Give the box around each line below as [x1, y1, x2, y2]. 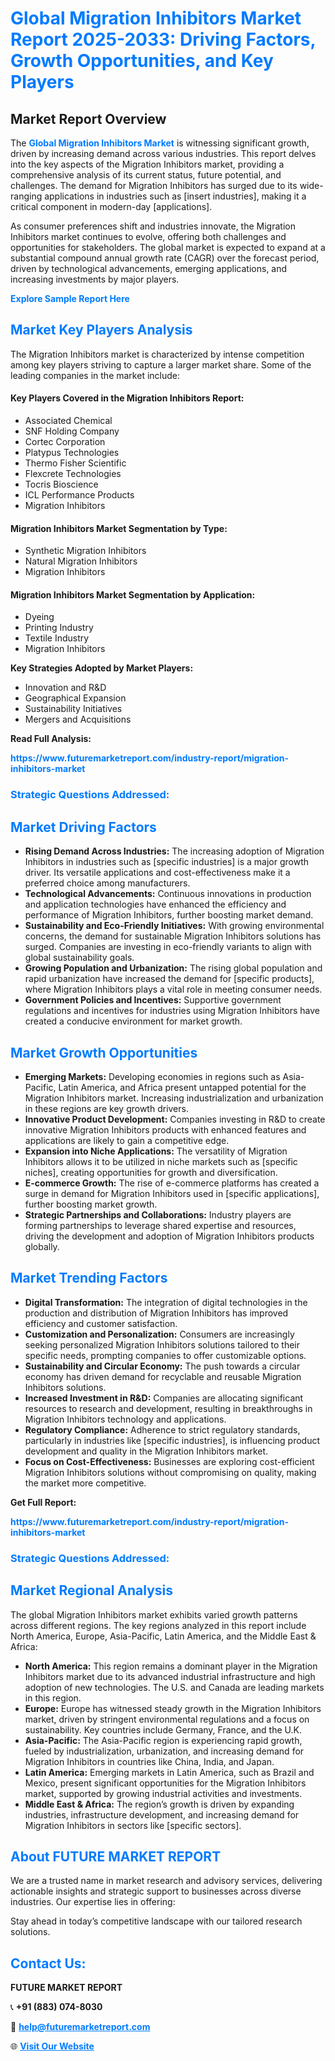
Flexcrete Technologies [24, 468, 122, 480]
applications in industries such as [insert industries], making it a [44, 190, 307, 202]
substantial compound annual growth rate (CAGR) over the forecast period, [10, 252, 320, 264]
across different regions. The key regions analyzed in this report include [10, 1619, 307, 1631]
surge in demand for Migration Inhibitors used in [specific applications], [24, 1187, 320, 1199]
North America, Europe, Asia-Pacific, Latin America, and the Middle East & [10, 1630, 317, 1642]
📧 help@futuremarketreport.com [10, 2021, 151, 2033]
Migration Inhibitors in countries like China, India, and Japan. [24, 1755, 275, 1767]
